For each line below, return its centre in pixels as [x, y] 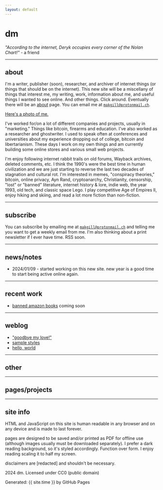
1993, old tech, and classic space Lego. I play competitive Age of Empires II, [81, 190]
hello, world [24, 348]
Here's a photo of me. [27, 114]
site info [17, 412]
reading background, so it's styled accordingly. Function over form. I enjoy [79, 449]
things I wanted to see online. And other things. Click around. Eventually [77, 99]
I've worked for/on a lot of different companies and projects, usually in [75, 124]
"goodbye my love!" [32, 337]
